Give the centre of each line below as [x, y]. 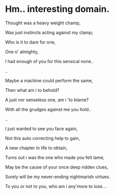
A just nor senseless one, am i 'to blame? [47, 100]
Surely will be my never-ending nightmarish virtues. [58, 177]
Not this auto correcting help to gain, [43, 138]
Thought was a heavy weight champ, [43, 23]
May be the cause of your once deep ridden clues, [57, 167]
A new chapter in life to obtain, [36, 148]
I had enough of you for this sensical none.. [50, 61]
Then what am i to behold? [32, 90]
